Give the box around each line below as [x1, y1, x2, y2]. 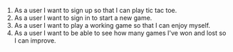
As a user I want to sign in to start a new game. [14, 14, 152, 22]
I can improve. [14, 36, 56, 45]
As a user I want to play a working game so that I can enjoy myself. [14, 21, 211, 29]
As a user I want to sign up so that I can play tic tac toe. [14, 6, 177, 14]
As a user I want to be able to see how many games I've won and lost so [14, 28, 227, 37]
